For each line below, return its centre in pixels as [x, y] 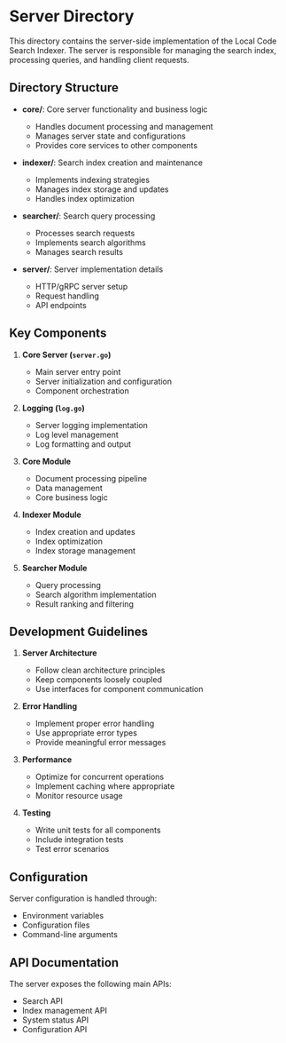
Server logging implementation [91, 425]
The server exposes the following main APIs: [90, 984]
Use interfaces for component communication [119, 689]
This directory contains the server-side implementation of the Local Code [143, 41]
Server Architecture [59, 653]
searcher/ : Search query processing [89, 216]
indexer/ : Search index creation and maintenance [112, 163]
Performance [47, 760]
